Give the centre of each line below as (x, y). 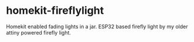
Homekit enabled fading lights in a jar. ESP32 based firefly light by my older (97, 26)
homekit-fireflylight (55, 11)
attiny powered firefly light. (39, 32)
